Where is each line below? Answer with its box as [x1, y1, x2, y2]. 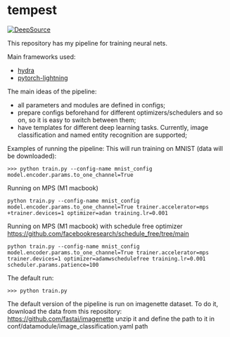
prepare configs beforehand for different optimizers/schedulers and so [17, 108, 223, 117]
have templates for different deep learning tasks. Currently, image [17, 123, 209, 131]
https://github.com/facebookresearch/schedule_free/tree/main [7, 229, 190, 237]
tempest [7, 2, 58, 18]
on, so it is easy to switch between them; [17, 115, 136, 124]
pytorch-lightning [17, 73, 68, 82]
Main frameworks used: [7, 52, 76, 61]
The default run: [7, 273, 54, 282]
